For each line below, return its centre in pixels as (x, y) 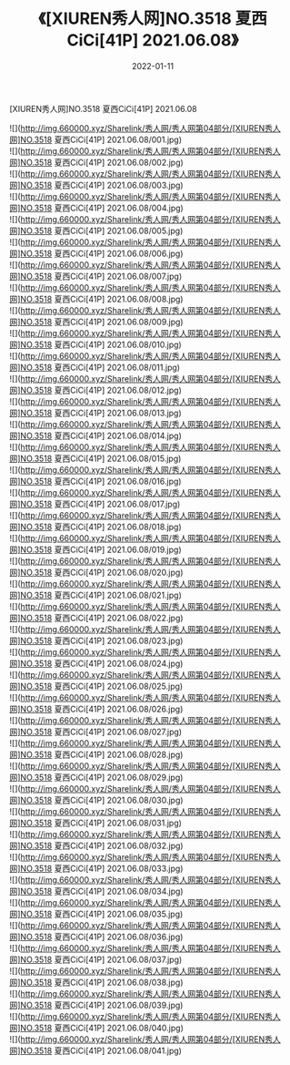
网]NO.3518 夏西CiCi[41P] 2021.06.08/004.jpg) (96, 208)
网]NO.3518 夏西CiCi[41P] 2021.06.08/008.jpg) (96, 299)
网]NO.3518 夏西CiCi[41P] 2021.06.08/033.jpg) (96, 868)
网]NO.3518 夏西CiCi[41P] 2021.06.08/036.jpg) (96, 937)
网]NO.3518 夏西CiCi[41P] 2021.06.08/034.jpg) (96, 891)
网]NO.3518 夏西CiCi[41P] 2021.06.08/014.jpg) (95, 435)
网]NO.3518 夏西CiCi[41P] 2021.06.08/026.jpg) (96, 709)
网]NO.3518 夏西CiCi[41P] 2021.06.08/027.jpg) (96, 732)
